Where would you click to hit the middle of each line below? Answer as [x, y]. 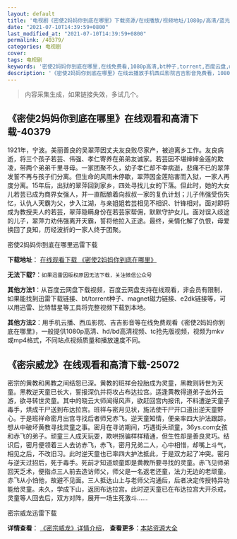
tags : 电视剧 [25, 60]
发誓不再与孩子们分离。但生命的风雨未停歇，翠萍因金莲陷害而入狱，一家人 [115, 177]
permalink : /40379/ [36, 40]
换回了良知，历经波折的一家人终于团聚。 [66, 230]
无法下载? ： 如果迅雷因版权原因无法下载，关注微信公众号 [80, 275]
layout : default [31, 14]
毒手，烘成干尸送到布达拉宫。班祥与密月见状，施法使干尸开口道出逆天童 [112, 410]
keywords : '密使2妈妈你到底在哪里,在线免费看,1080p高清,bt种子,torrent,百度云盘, [118, 66]
